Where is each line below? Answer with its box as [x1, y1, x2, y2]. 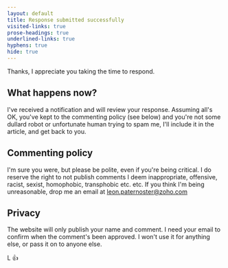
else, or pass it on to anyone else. [7, 240, 102, 248]
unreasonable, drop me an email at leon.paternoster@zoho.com [7, 187, 187, 196]
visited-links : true [7, 23, 67, 30]
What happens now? [7, 87, 98, 99]
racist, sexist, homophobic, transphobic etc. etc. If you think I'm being [7, 180, 205, 188]
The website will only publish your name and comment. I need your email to [7, 225, 221, 234]
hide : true [7, 49, 38, 56]
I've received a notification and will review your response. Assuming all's [7, 105, 213, 113]
